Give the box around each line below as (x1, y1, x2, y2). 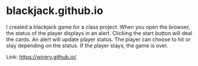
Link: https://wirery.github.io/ (6, 53, 77, 60)
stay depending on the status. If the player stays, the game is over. (6, 42, 168, 49)
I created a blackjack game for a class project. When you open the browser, (6, 23, 190, 30)
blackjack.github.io (6, 4, 103, 18)
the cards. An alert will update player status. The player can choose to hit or (6, 36, 191, 43)
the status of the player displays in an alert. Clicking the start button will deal (6, 29, 193, 36)
